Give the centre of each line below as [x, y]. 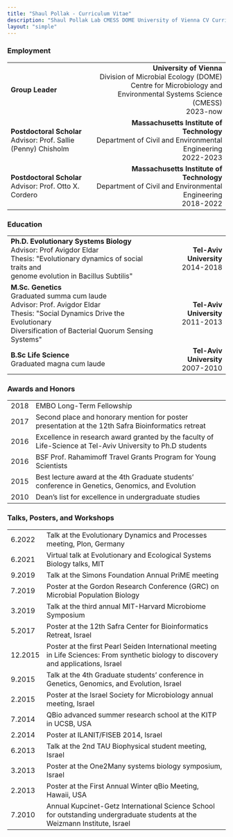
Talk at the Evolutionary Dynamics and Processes [127, 535]
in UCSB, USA [69, 723]
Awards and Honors [41, 388]
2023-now [204, 111]
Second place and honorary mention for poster [112, 417]
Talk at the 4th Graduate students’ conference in [125, 674]
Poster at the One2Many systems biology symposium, [134, 766]
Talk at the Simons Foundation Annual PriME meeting [132, 575]
